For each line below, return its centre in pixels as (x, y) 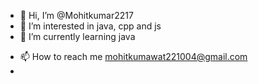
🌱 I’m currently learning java (77, 36)
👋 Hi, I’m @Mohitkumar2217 (76, 15)
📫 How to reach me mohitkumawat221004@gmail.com (133, 56)
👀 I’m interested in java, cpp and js (90, 26)
